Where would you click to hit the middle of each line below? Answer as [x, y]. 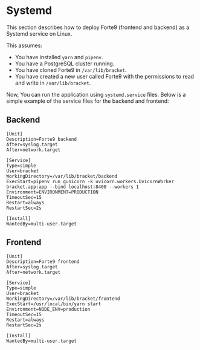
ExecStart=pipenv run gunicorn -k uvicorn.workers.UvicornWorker [90, 181]
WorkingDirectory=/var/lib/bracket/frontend [63, 299]
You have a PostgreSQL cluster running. [65, 63]
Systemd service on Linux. [39, 33]
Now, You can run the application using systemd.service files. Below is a [96, 94]
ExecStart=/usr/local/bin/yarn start [54, 304]
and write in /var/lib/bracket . [53, 83]
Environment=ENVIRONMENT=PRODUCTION [52, 192]
